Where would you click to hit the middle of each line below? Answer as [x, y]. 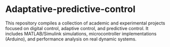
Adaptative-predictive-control [70, 9]
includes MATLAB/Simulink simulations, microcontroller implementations [81, 33]
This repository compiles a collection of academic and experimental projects [85, 23]
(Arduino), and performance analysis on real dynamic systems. [71, 39]
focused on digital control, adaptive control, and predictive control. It [77, 28]
